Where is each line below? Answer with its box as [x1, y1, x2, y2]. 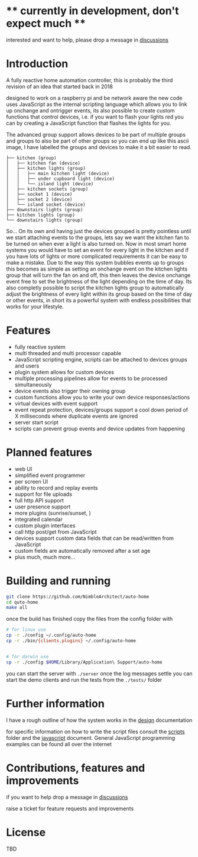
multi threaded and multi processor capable [14, 349, 122, 356]
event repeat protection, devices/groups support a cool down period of [14, 406, 188, 413]
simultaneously [14, 381, 52, 388]
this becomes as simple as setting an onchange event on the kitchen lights [6, 265, 188, 272]
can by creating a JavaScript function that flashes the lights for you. [6, 120, 171, 127]
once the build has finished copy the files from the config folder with [6, 616, 173, 623]
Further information [6, 697, 105, 710]
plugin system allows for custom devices [14, 368, 114, 375]
